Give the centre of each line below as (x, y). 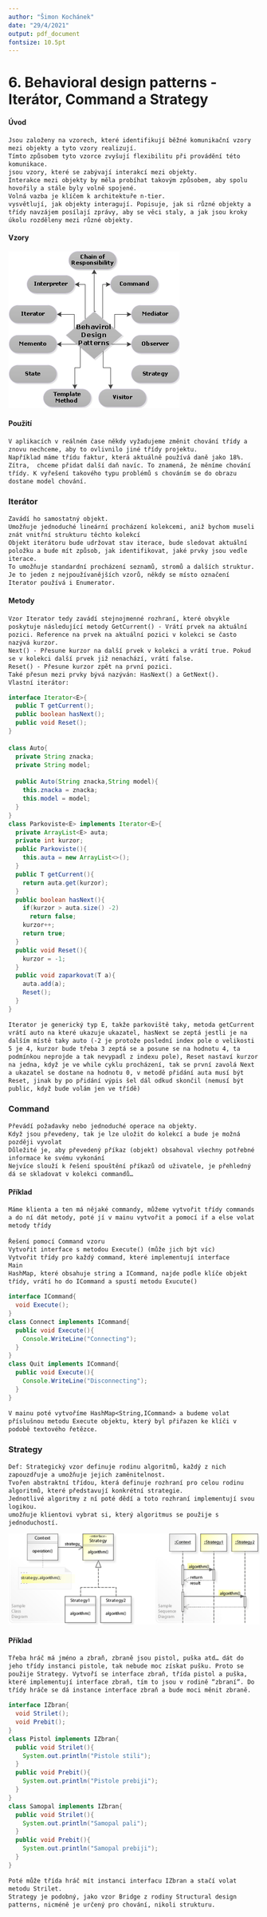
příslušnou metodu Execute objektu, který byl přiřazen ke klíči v (123, 1421)
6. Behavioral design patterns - (113, 83)
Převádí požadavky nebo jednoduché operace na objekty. (103, 1127)
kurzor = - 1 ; (44, 959)
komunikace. (28, 164)
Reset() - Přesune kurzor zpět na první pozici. (90, 666)
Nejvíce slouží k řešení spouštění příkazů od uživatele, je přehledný (130, 1167)
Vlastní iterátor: (39, 682)
